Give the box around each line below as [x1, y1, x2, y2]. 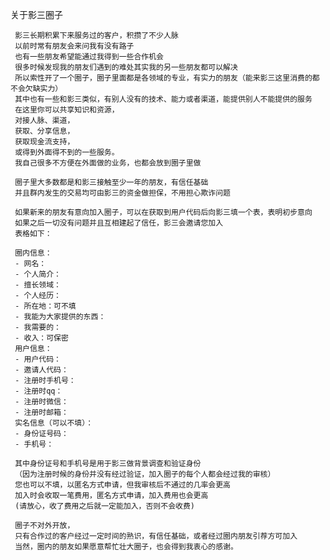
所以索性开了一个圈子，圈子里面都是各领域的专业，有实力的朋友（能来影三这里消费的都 [14, 73, 320, 83]
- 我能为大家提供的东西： [14, 312, 107, 322]
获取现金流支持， [14, 137, 75, 147]
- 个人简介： [14, 269, 62, 279]
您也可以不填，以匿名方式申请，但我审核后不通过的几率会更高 [14, 480, 232, 490]
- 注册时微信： [14, 397, 69, 407]
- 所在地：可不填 [14, 301, 77, 311]
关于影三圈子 [10, 9, 63, 20]
